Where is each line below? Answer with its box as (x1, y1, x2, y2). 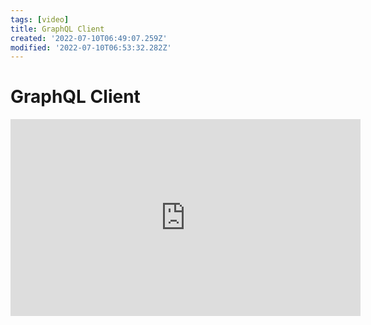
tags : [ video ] (10, 14, 70, 25)
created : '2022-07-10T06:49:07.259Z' (10, 33, 168, 43)
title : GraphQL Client (10, 24, 105, 34)
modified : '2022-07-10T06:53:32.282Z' (10, 42, 172, 53)
